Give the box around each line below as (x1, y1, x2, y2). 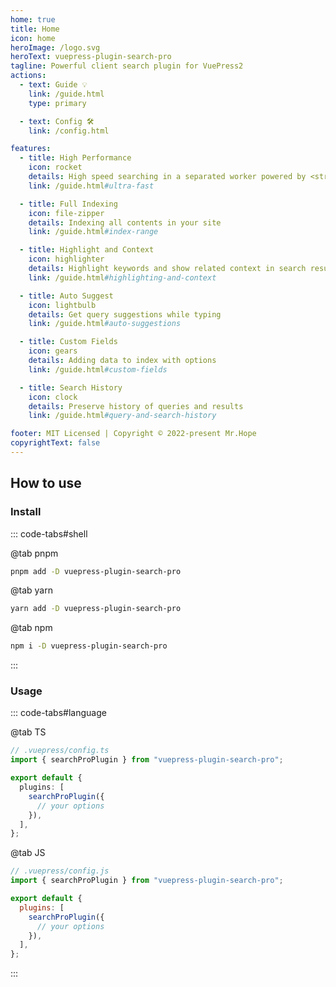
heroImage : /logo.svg (10, 42, 101, 53)
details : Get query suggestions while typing (28, 309, 222, 320)
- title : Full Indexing (19, 199, 118, 209)
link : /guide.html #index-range (28, 227, 159, 237)
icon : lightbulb (28, 300, 97, 310)
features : (10, 144, 52, 154)
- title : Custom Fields (19, 337, 118, 347)
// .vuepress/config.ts (10, 746, 110, 756)
